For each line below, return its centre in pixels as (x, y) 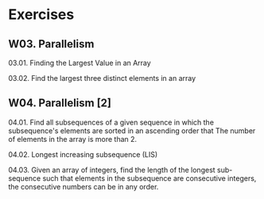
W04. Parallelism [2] (60, 103)
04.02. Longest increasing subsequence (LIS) (83, 154)
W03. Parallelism (51, 44)
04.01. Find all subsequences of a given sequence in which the (111, 122)
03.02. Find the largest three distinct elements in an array (102, 78)
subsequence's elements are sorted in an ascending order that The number (132, 130)
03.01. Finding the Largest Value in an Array (80, 63)
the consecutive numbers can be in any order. (83, 186)
